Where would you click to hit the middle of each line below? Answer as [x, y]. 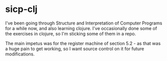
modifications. [20, 54]
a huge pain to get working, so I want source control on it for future [75, 48]
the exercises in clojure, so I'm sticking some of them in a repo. [71, 33]
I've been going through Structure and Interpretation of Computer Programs [84, 23]
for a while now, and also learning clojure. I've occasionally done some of [81, 28]
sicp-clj [21, 9]
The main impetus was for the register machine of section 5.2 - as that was [83, 43]
